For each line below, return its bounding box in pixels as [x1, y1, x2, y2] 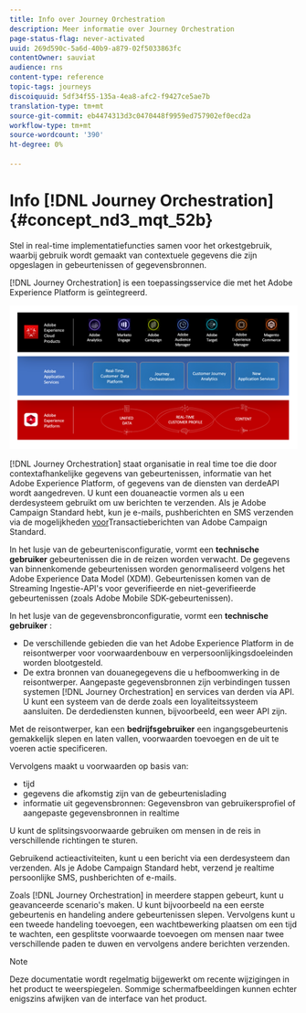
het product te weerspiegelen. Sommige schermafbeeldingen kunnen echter [9, 983, 298, 994]
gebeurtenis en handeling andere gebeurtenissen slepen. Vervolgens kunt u [9, 909, 295, 920]
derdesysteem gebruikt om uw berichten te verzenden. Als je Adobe [9, 496, 267, 507]
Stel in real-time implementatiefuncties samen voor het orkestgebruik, [9, 240, 272, 251]
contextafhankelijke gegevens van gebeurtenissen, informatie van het [9, 467, 272, 479]
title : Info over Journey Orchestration [9, 15, 166, 24]
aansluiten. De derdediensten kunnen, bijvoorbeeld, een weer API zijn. [22, 705, 288, 717]
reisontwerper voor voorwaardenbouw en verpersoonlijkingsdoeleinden [22, 647, 294, 658]
